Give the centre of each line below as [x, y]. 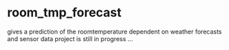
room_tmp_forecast [64, 13]
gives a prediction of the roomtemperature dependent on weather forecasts [114, 32]
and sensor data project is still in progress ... [70, 38]
